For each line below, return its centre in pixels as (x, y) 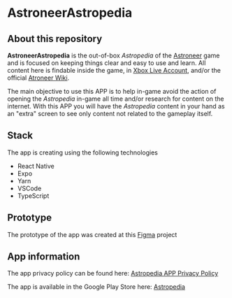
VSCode (29, 188)
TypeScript (33, 196)
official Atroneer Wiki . (38, 78)
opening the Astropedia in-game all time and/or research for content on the (116, 99)
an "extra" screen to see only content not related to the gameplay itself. (110, 114)
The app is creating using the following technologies (83, 152)
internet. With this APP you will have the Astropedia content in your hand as (116, 106)
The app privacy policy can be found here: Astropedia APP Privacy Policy (113, 274)
